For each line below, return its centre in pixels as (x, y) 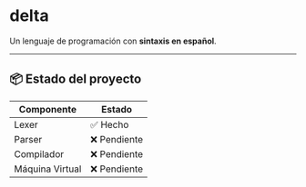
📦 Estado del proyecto (76, 79)
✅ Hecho (110, 124)
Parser (28, 139)
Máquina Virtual (48, 169)
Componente (48, 109)
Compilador (39, 153)
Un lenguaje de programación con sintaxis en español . (113, 41)
